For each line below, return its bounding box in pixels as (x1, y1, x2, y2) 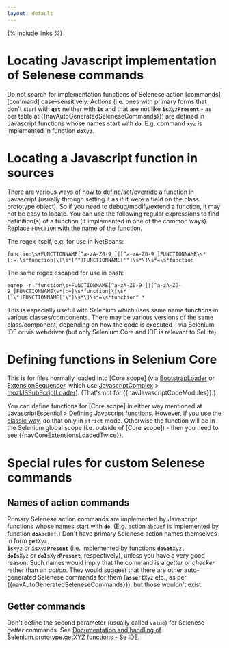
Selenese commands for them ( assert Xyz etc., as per (37, 573, 187, 582)
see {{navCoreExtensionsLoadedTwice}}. (7, 431, 124, 439)
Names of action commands (7, 497, 130, 509)
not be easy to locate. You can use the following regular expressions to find (7, 210, 220, 218)
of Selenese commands (7, 67, 144, 83)
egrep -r (7, 282, 32, 288)
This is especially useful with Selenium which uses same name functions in (7, 306, 219, 314)
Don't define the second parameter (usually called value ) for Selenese (7, 619, 205, 627)
